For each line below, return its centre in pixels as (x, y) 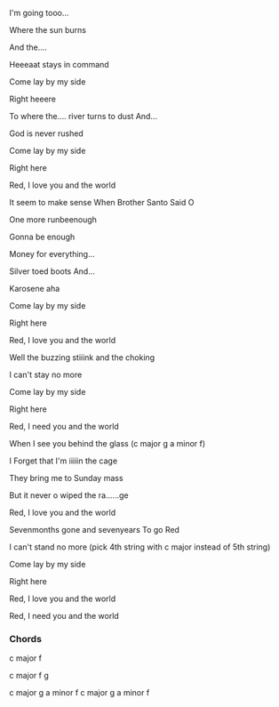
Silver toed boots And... (52, 271)
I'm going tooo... (39, 13)
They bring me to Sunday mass (66, 478)
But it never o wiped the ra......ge (69, 495)
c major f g (29, 676)
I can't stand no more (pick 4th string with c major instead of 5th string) (140, 547)
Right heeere (32, 99)
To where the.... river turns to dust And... (84, 116)
